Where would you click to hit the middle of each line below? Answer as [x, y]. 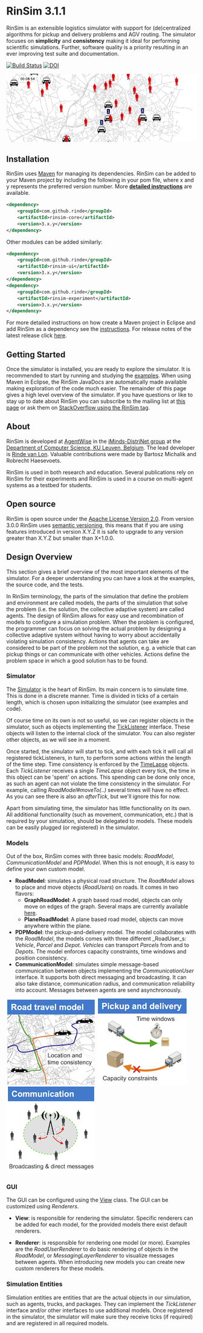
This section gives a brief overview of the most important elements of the [98, 572]
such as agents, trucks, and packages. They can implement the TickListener [101, 1304]
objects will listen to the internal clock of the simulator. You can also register [101, 733]
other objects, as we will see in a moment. [59, 739]
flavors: [24, 894]
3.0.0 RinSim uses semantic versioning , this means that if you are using [95, 525]
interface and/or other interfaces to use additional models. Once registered [100, 1310]
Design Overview [39, 557]
